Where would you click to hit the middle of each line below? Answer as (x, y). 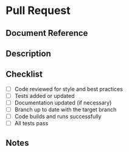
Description (28, 53)
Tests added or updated (44, 95)
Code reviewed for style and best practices (68, 89)
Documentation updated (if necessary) (63, 102)
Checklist (24, 74)
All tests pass (31, 123)
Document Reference (47, 33)
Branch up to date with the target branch (65, 109)
